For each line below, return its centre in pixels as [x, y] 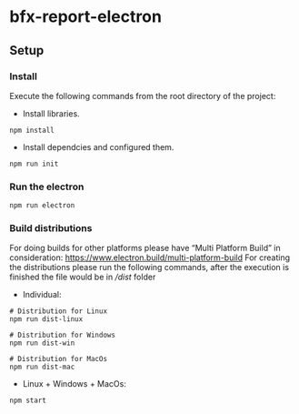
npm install [32, 130]
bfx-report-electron [85, 17]
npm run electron [42, 206]
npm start [28, 401]
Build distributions [51, 228]
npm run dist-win [42, 343]
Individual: [42, 295]
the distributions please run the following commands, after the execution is [149, 268]
